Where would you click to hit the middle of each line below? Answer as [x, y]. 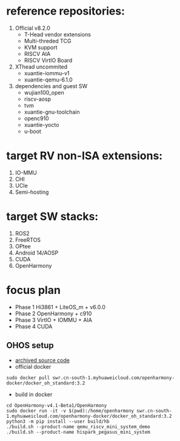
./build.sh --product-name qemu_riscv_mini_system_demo [78, 426]
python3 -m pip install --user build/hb [58, 421]
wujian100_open [44, 92]
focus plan [33, 290]
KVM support [41, 47]
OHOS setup [30, 345]
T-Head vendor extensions [57, 34]
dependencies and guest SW [51, 86]
